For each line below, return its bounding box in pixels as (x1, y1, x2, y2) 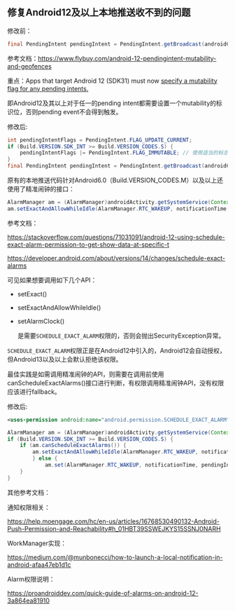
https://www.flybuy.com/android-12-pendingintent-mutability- (38, 54, 217, 62)
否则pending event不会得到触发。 (25, 107, 122, 116)
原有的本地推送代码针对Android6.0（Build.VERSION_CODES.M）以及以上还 (7, 176, 224, 184)
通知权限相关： (7, 503, 50, 512)
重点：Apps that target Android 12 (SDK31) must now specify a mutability (7, 76, 218, 85)
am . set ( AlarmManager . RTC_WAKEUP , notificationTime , (44, 462, 199, 469)
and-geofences (7, 62, 52, 70)
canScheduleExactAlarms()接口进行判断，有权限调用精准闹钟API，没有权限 (7, 378, 225, 387)
